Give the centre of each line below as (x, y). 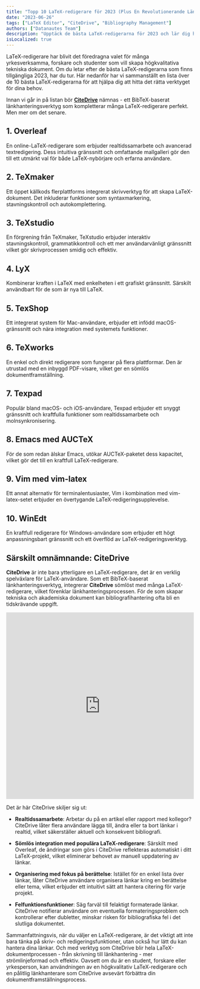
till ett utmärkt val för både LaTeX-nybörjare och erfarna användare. (89, 158)
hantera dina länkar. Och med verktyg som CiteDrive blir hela (81, 948)
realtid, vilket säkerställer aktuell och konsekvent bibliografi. (88, 831)
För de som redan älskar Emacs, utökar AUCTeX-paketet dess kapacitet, (95, 454)
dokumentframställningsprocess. (47, 979)
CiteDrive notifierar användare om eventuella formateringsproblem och (101, 911)
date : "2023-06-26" (30, 17)
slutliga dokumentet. (40, 923)
